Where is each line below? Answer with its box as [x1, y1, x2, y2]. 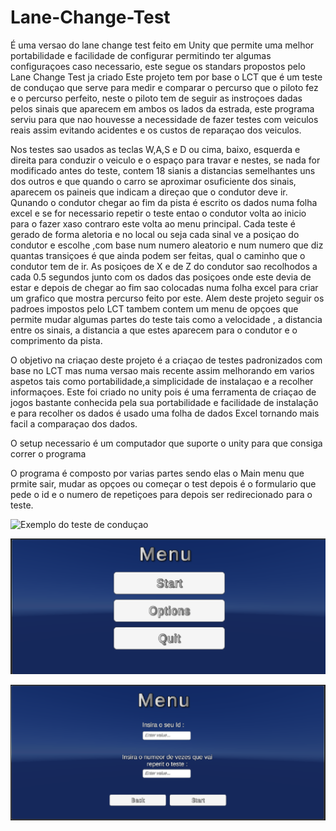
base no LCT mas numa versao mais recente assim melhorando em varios [10, 364, 315, 376]
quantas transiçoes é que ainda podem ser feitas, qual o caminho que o [10, 249, 306, 261]
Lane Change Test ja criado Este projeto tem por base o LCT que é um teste [10, 71, 323, 83]
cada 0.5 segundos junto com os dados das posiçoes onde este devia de [10, 271, 312, 283]
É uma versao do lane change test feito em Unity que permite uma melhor [10, 39, 315, 51]
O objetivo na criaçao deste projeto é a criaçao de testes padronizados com [10, 354, 323, 366]
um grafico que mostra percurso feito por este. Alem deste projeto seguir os [10, 292, 325, 304]
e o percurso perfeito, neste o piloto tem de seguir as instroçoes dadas [10, 92, 303, 104]
